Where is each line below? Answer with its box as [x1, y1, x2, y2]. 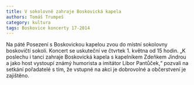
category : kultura [6, 19, 51, 25]
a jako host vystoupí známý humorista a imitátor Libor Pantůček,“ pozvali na [6, 60, 189, 67]
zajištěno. [6, 72, 30, 79]
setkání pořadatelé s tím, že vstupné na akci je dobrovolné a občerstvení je [6, 66, 186, 73]
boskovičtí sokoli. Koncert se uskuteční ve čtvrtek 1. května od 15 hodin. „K [6, 47, 186, 55]
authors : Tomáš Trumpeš [6, 14, 64, 20]
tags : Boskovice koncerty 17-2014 [6, 25, 91, 31]
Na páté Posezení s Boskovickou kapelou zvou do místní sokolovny [6, 41, 168, 48]
